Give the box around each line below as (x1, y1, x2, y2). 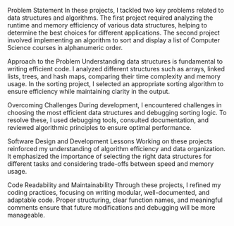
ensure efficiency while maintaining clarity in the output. (7, 88, 171, 95)
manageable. (7, 211, 46, 219)
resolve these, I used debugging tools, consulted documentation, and (7, 116, 209, 124)
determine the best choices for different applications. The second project (7, 28, 220, 37)
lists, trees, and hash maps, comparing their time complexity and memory (7, 72, 221, 81)
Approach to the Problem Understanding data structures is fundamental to (7, 57, 223, 66)
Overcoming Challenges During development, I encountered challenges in (7, 101, 222, 109)
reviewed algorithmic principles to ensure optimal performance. (7, 124, 192, 131)
